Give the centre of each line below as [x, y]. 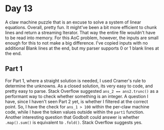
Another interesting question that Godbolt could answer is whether [72, 117]
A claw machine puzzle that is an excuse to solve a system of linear [73, 22]
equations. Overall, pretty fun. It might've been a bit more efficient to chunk [81, 27]
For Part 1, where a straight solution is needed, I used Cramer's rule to [75, 80]
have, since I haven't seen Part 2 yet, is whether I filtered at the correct [77, 102]
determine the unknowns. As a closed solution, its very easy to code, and [79, 86]
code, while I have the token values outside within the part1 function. [75, 112]
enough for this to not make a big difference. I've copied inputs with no [77, 43]
